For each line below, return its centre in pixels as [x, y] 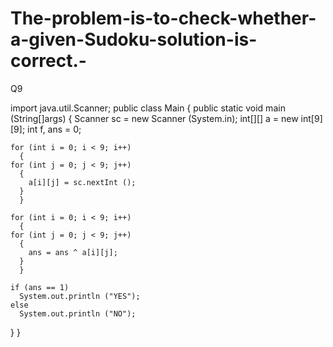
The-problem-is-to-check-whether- [163, 18]
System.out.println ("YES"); [80, 296]
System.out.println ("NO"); [78, 313]
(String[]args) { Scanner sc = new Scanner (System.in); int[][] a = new [154, 118]
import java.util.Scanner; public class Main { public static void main [148, 108]
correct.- [48, 61]
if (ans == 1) [40, 287]
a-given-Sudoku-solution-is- [134, 39]
